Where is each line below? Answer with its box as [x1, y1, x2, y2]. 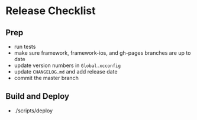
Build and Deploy [5, 91, 69, 101]
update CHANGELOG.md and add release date [14, 68, 118, 75]
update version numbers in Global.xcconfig [14, 62, 121, 69]
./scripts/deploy [14, 107, 53, 114]
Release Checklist [5, 4, 96, 18]
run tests [14, 43, 36, 50]
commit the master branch [14, 75, 79, 81]
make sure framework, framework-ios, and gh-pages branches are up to [14, 49, 191, 56]
